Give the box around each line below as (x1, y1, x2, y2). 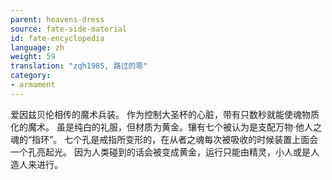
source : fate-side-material (10, 24, 128, 34)
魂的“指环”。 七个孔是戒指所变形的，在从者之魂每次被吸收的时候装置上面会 (10, 133, 319, 145)
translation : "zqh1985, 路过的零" (10, 61, 148, 71)
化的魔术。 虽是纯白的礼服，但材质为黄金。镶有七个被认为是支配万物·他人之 (10, 121, 322, 133)
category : (10, 71, 52, 81)
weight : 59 (10, 52, 56, 62)
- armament (10, 80, 56, 90)
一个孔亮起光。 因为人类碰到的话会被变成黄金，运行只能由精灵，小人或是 (10, 146, 311, 158)
